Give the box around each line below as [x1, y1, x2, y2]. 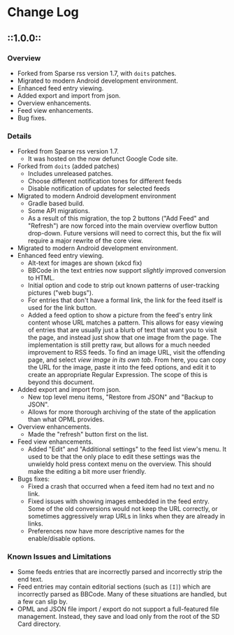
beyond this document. [27, 378, 94, 386]
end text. [17, 575, 43, 584]
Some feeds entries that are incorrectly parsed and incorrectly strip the [17, 568, 223, 576]
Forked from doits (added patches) [17, 162, 120, 170]
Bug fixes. [17, 114, 47, 122]
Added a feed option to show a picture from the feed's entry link [27, 311, 213, 320]
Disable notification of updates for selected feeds [27, 184, 170, 193]
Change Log [7, 4, 79, 20]
